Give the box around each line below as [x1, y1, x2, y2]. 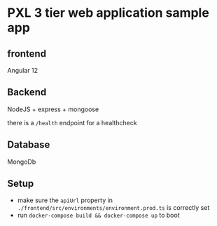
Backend [7, 86, 47, 99]
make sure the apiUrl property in [17, 196, 113, 204]
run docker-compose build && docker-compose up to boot [17, 211, 180, 220]
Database [7, 139, 50, 151]
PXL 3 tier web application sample [7, 5, 210, 21]
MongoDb [7, 157, 36, 166]
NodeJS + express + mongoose [7, 105, 99, 113]
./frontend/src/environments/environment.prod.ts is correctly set [17, 204, 210, 212]
